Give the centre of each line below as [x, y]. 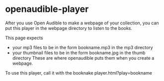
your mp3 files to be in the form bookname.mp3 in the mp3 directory [82, 47]
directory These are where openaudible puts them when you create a [83, 58]
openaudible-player [47, 9]
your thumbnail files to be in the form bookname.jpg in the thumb [79, 53]
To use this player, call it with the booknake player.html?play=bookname [79, 73]
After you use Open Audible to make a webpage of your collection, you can [82, 23]
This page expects [24, 38]
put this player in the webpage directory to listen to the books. [69, 28]
